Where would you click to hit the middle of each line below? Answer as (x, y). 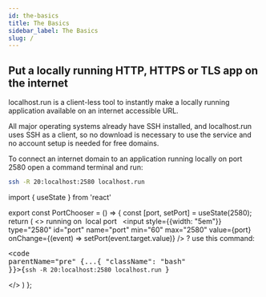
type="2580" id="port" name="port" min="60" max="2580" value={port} (130, 230)
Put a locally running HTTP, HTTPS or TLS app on (133, 70)
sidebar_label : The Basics (53, 30)
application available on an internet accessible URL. (93, 111)
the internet (38, 83)
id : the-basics (34, 16)
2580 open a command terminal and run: (76, 167)
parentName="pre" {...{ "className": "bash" (97, 261)
